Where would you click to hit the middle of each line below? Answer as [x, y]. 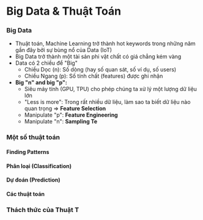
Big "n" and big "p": [41, 82]
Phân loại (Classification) [39, 166]
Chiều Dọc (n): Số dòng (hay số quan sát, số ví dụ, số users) [100, 70]
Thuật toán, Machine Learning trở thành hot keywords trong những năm [105, 43]
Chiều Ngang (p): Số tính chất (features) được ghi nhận [94, 76]
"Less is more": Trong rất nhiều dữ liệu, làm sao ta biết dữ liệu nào [107, 102]
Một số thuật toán [33, 137]
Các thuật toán [25, 194]
